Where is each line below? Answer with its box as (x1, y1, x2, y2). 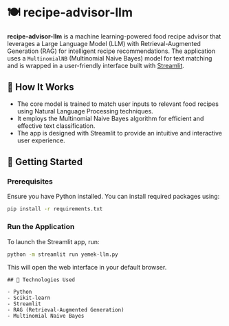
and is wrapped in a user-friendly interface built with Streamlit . (7, 61, 184, 69)
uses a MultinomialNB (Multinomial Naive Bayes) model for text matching (7, 54, 212, 62)
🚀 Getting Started (7, 156, 83, 168)
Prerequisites (7, 177, 53, 186)
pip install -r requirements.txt (7, 206, 103, 213)
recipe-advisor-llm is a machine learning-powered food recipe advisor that (7, 32, 221, 41)
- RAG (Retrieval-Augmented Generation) (7, 307, 125, 314)
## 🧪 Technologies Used (7, 276, 76, 283)
